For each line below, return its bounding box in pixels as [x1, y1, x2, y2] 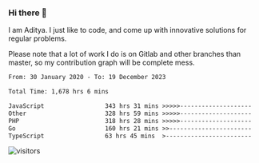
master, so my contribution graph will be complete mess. [8, 58, 195, 67]
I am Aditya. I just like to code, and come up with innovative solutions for [8, 26, 247, 35]
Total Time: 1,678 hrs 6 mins [8, 88, 110, 96]
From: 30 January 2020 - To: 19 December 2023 [8, 74, 166, 81]
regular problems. [8, 34, 67, 43]
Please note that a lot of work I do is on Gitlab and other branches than [8, 50, 241, 59]
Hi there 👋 [8, 7, 48, 18]
